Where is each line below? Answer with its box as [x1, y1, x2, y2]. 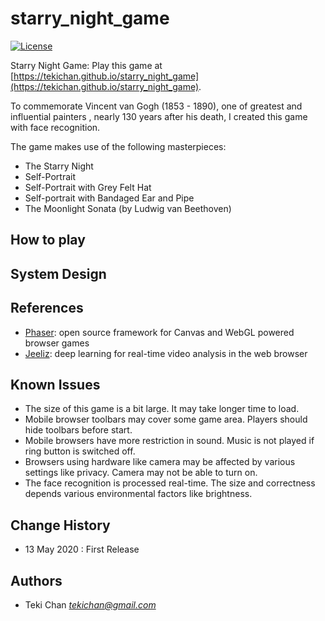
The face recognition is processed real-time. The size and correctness [24, 477, 316, 489]
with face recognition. [10, 121, 101, 133]
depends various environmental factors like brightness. [24, 488, 253, 500]
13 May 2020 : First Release [24, 543, 140, 556]
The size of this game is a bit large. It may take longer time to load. [24, 403, 300, 415]
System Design [10, 265, 107, 282]
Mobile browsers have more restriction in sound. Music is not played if [24, 435, 315, 447]
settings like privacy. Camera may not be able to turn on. [24, 467, 258, 479]
